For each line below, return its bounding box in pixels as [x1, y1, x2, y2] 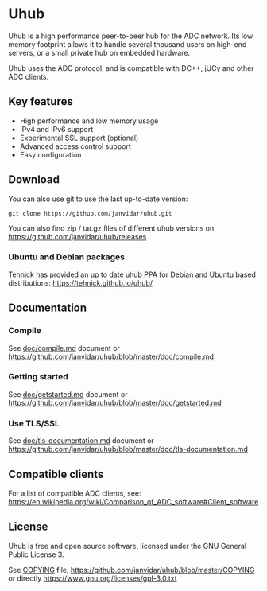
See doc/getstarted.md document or [8, 389, 128, 399]
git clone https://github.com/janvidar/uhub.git [8, 209, 172, 217]
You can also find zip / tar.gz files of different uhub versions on [8, 224, 215, 233]
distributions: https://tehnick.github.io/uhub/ [8, 278, 153, 287]
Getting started [8, 371, 69, 383]
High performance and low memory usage [19, 116, 159, 126]
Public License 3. [8, 550, 65, 559]
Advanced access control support [19, 141, 131, 151]
